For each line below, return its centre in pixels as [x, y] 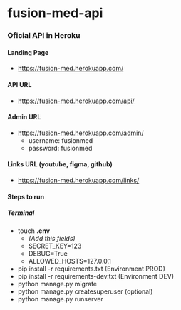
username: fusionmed [61, 140]
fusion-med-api [55, 13]
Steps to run [26, 196]
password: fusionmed [60, 148]
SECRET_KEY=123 [55, 246]
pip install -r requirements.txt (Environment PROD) [92, 269]
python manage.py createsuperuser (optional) [85, 291]
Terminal [21, 213]
